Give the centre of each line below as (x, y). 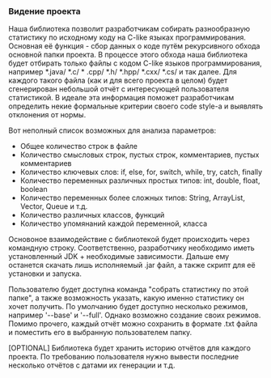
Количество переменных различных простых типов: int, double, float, (140, 181)
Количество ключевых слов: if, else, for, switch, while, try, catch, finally (141, 172)
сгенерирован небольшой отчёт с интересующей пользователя (119, 89)
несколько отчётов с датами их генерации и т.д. (92, 365)
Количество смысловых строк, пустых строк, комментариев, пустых (140, 155)
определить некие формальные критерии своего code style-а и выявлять (135, 106)
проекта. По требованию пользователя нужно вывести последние (124, 357)
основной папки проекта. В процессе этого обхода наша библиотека (128, 55)
